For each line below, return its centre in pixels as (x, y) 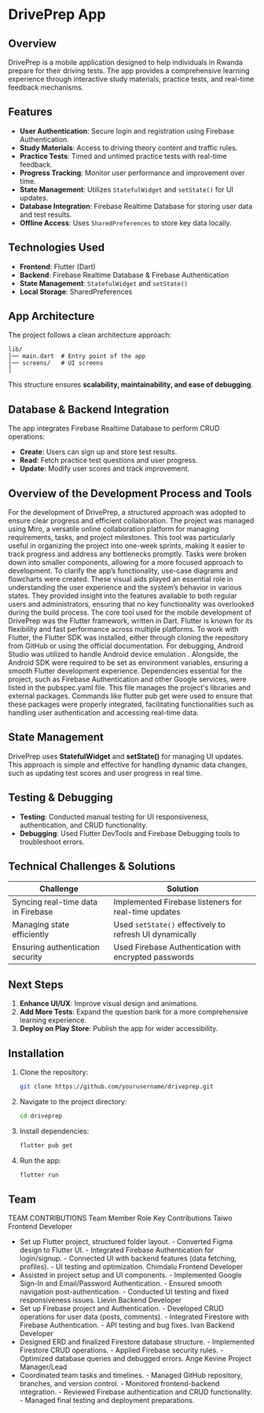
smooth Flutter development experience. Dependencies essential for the (125, 671)
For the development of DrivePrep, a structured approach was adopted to (127, 512)
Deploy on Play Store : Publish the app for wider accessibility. (119, 1029)
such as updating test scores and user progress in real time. (105, 773)
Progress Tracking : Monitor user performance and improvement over (132, 172)
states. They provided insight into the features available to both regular (123, 596)
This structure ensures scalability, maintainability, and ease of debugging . (131, 385)
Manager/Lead (43, 1367)
